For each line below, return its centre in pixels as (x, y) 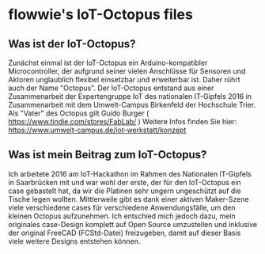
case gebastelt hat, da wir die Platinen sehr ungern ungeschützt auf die (125, 191)
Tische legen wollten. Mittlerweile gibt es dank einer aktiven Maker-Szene (129, 199)
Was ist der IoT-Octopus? (72, 44)
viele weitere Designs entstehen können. (74, 241)
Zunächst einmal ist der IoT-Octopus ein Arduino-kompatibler (108, 63)
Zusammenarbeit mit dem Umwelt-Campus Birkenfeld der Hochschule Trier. (132, 105)
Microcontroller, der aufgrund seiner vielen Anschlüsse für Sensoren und (127, 71)
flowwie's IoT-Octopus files (101, 15)
